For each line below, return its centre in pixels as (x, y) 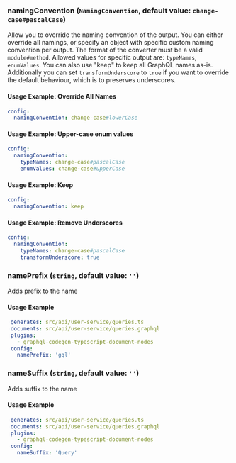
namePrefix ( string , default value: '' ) (73, 275)
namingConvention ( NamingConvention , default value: (99, 11)
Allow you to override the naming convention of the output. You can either (115, 35)
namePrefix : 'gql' (44, 355)
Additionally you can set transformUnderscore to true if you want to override (118, 72)
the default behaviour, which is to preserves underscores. (91, 80)
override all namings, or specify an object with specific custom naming (111, 43)
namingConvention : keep (49, 207)
